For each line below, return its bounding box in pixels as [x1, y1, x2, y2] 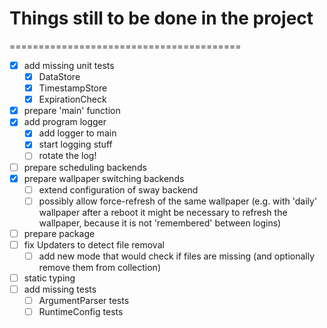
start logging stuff [38, 138, 113, 151]
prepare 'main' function [23, 105, 121, 117]
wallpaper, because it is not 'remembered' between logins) [38, 217, 282, 229]
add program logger [23, 116, 107, 128]
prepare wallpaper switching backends [23, 172, 185, 184]
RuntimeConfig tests [38, 306, 124, 318]
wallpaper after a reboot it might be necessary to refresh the [38, 206, 288, 218]
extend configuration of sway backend [38, 183, 199, 196]
